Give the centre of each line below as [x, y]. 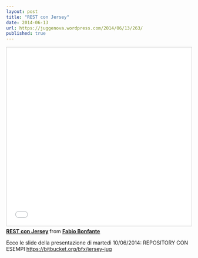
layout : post [22, 11]
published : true [26, 34]
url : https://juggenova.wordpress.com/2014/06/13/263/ [75, 28]
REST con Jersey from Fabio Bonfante [53, 231]
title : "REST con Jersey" [38, 17]
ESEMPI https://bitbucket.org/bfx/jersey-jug [59, 249]
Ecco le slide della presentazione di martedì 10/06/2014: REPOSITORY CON [97, 243]
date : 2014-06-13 [27, 22]
